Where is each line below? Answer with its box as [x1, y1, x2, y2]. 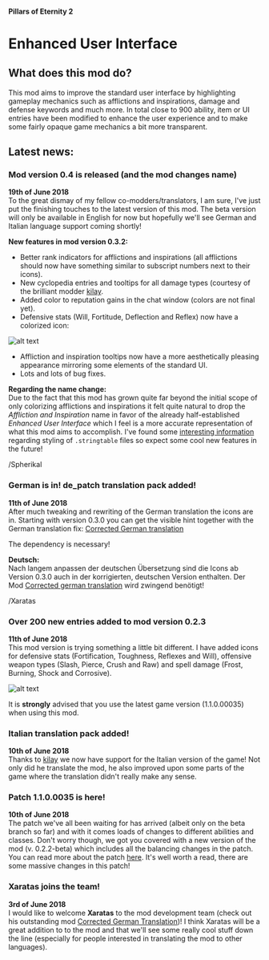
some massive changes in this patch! [8, 861, 130, 871]
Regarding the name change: [8, 384, 106, 394]
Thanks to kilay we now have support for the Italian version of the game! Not [8, 755, 261, 764]
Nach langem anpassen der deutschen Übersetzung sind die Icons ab [8, 563, 239, 573]
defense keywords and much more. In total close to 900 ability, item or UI [8, 104, 250, 114]
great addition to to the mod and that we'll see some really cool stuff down [8, 925, 254, 934]
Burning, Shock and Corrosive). [8, 668, 112, 677]
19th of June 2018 [8, 187, 70, 197]
